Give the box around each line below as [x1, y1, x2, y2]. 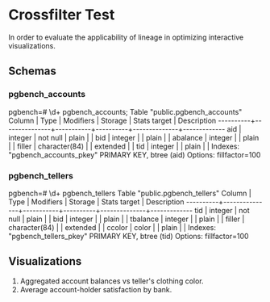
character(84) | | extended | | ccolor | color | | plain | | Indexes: [8, 222, 216, 232]
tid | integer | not [194, 205, 250, 215]
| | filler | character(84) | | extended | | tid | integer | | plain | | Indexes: [8, 141, 240, 151]
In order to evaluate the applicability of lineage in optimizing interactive [8, 32, 244, 42]
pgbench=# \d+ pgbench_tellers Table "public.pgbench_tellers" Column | [8, 188, 251, 198]
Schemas [8, 65, 56, 78]
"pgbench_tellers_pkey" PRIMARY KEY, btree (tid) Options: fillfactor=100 [8, 231, 249, 241]
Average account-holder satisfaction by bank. [19, 284, 172, 294]
